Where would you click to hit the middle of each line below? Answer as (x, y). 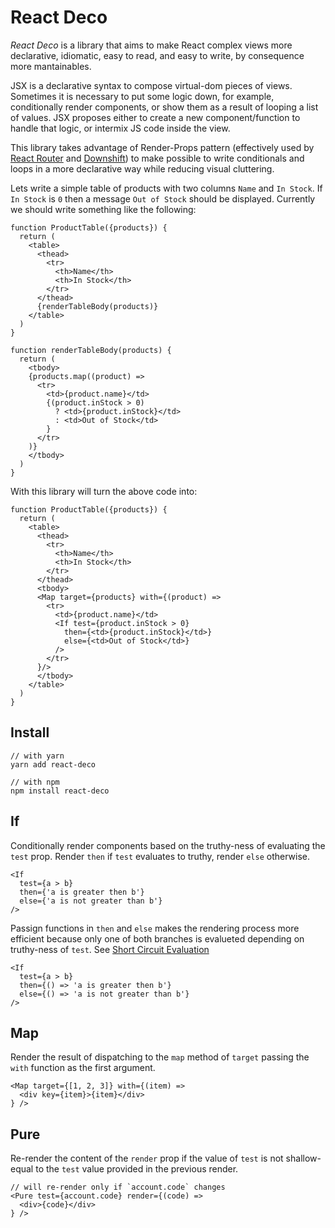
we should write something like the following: (103, 209)
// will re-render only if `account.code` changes (118, 1187)
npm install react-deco (60, 791)
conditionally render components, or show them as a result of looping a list (164, 107)
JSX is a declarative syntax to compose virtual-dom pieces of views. (151, 85)
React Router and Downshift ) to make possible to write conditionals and (157, 158)
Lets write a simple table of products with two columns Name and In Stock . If (166, 188)
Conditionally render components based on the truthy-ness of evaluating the (168, 845)
